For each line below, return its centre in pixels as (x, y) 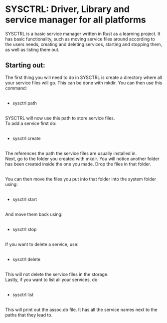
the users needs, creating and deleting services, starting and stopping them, (84, 44)
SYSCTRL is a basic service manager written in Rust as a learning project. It (83, 33)
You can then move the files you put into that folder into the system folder (81, 179)
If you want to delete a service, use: (42, 244)
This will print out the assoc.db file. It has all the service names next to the (82, 309)
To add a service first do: (31, 123)
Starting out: (25, 65)
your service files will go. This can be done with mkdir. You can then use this (84, 82)
